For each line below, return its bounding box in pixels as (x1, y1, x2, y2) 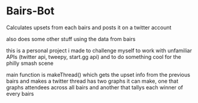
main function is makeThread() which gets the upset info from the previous (6, 71, 190, 78)
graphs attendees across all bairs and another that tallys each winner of (6, 83, 184, 90)
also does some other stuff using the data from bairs (6, 35, 136, 42)
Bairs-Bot (6, 4, 55, 18)
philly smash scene (6, 60, 54, 67)
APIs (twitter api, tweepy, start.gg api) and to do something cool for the (6, 53, 181, 60)
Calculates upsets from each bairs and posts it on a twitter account (6, 24, 172, 31)
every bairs (6, 90, 34, 97)
